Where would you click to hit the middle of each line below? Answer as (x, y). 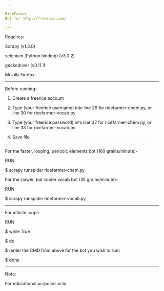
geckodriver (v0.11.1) (25, 65)
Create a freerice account (38, 98)
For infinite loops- (23, 212)
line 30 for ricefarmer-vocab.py (44, 112)
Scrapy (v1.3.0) (20, 46)
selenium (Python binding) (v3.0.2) (40, 56)
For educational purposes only (36, 283)
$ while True (18, 231)
